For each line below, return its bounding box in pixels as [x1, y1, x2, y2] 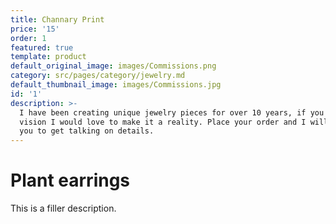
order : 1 [10, 33, 47, 43]
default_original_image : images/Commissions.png [10, 61, 217, 71]
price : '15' [10, 24, 60, 34]
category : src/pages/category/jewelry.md [10, 71, 186, 81]
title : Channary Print [10, 14, 105, 25]
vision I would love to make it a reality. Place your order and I [19, 117, 307, 127]
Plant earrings [10, 169, 131, 192]
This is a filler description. [10, 202, 117, 215]
